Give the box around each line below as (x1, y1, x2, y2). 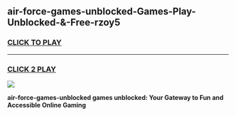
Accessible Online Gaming (7, 101, 86, 109)
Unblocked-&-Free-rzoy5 (7, 17, 121, 29)
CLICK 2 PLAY (7, 64, 56, 74)
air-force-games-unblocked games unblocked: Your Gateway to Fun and (7, 93, 224, 101)
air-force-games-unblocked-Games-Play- (7, 6, 197, 18)
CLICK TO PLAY (7, 38, 62, 48)
